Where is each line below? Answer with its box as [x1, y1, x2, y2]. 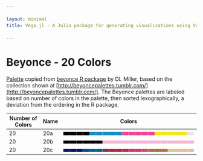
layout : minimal [6, 16, 47, 22]
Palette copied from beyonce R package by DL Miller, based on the [6, 75, 173, 83]
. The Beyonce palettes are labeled [98, 88, 185, 96]
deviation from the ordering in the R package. [6, 101, 120, 109]
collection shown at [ [6, 82, 59, 89]
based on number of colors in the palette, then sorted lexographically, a [6, 95, 184, 102]
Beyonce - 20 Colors [6, 55, 112, 69]
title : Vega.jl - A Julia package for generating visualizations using [6, 22, 190, 28]
